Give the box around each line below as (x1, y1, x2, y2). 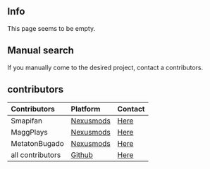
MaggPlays (11, 128, 48, 137)
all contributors (11, 150, 61, 160)
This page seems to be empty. (7, 24, 96, 32)
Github (70, 150, 94, 160)
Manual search (7, 45, 74, 57)
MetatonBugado (11, 139, 65, 149)
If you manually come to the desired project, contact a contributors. (7, 63, 204, 72)
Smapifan (11, 116, 43, 126)
